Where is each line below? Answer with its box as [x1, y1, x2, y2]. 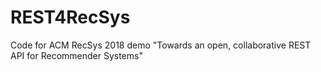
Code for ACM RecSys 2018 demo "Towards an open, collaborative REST [10, 39, 312, 51]
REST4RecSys [10, 6, 131, 29]
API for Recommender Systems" [10, 49, 143, 61]
